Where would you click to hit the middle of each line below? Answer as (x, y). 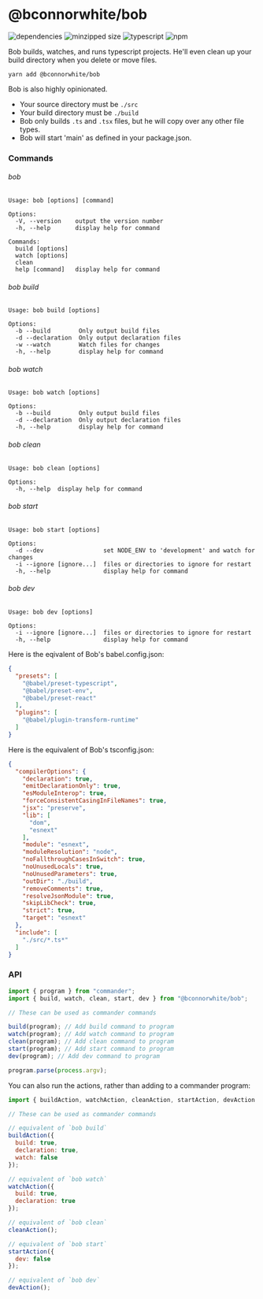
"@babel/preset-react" (59, 698)
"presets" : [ (37, 676)
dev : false (33, 1259)
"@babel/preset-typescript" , (70, 683)
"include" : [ (37, 932)
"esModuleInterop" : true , (65, 793)
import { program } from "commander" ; (72, 991)
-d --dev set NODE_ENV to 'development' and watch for (135, 550)
